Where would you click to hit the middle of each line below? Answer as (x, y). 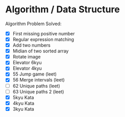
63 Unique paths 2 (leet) (38, 91)
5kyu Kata (23, 97)
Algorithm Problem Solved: (33, 24)
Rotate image (27, 57)
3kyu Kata (23, 109)
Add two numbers (32, 45)
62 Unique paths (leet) (36, 86)
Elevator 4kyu (27, 68)
